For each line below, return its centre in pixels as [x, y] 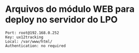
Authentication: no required [35, 46]
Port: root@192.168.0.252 [32, 33]
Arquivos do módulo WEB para [70, 9]
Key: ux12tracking [24, 37]
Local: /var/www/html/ [29, 41]
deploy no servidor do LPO [61, 20]
